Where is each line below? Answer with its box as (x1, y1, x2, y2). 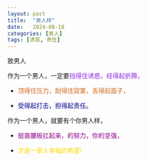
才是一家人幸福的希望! (17, 146, 82, 155)
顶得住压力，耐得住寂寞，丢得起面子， (17, 86, 129, 95)
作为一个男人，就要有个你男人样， (7, 117, 107, 125)
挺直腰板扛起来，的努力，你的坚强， (17, 131, 124, 140)
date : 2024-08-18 (7, 23, 65, 30)
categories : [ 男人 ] (7, 30, 63, 37)
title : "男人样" (7, 17, 55, 24)
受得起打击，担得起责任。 (17, 101, 93, 110)
